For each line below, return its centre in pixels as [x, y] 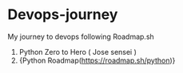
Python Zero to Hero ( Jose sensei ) [78, 52]
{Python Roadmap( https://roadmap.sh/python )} [97, 60]
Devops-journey [63, 15]
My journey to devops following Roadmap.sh [81, 36]
